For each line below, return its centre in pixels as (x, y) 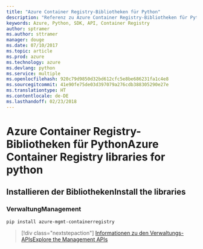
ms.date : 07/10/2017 (32, 46)
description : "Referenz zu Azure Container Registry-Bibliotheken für (97, 17)
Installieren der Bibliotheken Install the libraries (96, 192)
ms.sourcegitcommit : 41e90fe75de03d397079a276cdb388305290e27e (88, 85)
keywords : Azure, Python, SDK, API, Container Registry (78, 23)
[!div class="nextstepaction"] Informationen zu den (85, 233)
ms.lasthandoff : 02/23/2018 (42, 101)
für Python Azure (116, 144)
